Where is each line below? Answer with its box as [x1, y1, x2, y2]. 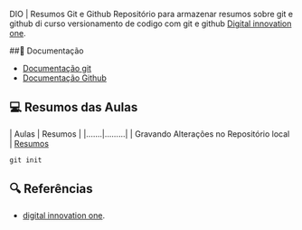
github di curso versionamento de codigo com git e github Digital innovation [9, 18, 292, 29]
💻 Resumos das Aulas [9, 100, 138, 115]
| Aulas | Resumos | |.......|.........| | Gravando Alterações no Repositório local [9, 128, 290, 139]
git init [9, 155, 42, 165]
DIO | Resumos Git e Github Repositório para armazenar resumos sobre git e [9, 9, 294, 19]
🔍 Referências [9, 181, 93, 196]
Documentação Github [22, 72, 107, 83]
